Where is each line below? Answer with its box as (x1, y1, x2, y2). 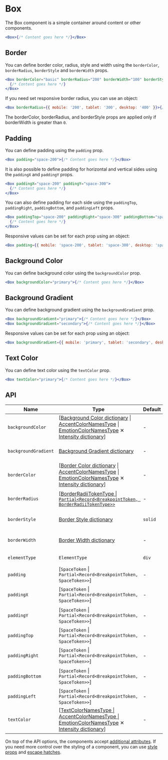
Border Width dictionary (58, 537, 115, 544)
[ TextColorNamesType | (58, 706, 115, 713)
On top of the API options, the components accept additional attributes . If (5, 738, 156, 744)
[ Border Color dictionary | (58, 462, 119, 469)
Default (143, 406, 161, 413)
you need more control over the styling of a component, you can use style (5, 743, 158, 749)
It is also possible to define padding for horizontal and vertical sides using (5, 166, 157, 172)
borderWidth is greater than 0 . (5, 119, 67, 125)
